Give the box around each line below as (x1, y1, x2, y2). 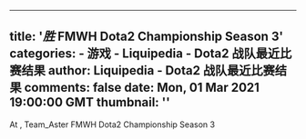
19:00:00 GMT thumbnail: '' (9, 94, 170, 110)
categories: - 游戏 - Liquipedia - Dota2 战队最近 (9, 46, 280, 62)
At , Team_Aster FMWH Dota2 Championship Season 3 (9, 119, 216, 130)
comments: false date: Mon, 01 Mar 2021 (24, 80, 260, 95)
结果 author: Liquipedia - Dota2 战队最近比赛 (21, 63, 275, 78)
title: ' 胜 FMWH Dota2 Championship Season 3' (9, 29, 284, 45)
